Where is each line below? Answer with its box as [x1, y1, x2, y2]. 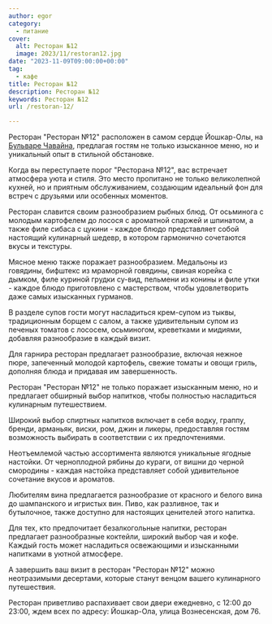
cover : [8, 34, 31, 43]
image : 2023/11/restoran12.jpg [15, 50, 122, 58]
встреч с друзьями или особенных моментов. [8, 191, 169, 201]
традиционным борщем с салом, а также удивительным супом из [8, 316, 239, 326]
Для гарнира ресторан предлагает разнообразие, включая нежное [8, 349, 243, 359]
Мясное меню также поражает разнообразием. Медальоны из [8, 257, 227, 267]
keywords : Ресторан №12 [8, 95, 89, 103]
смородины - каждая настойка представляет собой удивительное [8, 465, 240, 476]
